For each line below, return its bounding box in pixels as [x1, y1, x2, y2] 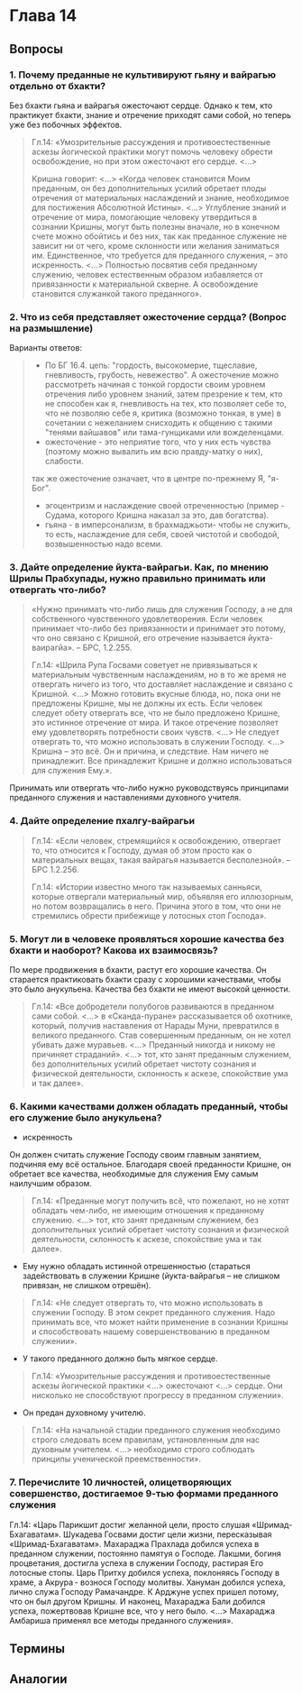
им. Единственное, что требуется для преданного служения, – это [31, 250, 288, 261]
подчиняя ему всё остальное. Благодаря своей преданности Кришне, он [9, 1159, 291, 1170]
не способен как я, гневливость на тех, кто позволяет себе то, [44, 398, 287, 409]
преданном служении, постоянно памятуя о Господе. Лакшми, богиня [9, 1548, 282, 1559]
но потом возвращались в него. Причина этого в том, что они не [31, 901, 282, 911]
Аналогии [9, 1671, 68, 1687]
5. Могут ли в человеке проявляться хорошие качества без [9, 932, 285, 945]
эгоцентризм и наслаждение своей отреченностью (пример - [44, 500, 286, 511]
